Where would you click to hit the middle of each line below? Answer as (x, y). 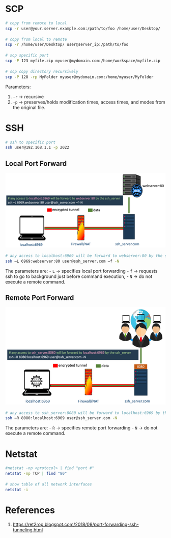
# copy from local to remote (36, 39)
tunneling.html (28, 530)
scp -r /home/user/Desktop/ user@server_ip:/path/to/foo (67, 45)
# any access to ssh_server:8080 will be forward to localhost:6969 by (83, 413)
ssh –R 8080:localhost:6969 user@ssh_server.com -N (61, 418)
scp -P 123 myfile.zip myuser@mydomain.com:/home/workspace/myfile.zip (83, 61)
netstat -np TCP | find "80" (36, 474)
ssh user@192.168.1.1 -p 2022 (37, 148)
